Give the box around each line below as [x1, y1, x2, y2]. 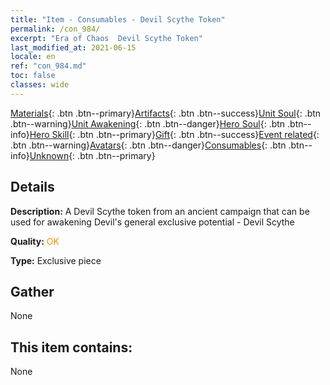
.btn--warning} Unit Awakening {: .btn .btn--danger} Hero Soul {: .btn [10, 117, 286, 130]
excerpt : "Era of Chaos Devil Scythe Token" [10, 33, 203, 43]
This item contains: [10, 339, 133, 356]
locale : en [10, 52, 56, 62]
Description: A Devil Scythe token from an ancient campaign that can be [10, 205, 310, 217]
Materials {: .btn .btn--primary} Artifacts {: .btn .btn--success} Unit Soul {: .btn [10, 107, 322, 119]
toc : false [10, 71, 56, 81]
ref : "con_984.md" [10, 61, 87, 71]
